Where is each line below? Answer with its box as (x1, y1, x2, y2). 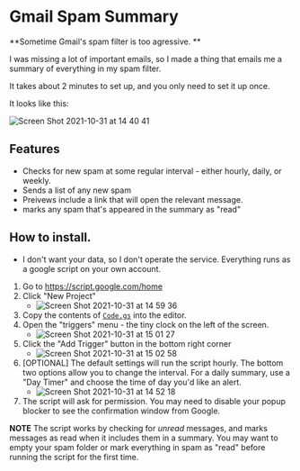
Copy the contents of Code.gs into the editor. (22, 309, 187, 321)
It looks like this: (9, 97, 69, 109)
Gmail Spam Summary (9, 6, 180, 27)
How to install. (9, 230, 92, 245)
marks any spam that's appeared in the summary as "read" (22, 204, 241, 214)
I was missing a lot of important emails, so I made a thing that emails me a (9, 53, 283, 64)
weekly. (22, 175, 51, 186)
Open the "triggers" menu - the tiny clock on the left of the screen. (22, 319, 269, 330)
